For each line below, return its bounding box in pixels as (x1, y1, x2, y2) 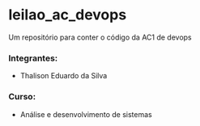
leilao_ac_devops (8, 6, 127, 24)
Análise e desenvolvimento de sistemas (19, 109, 152, 119)
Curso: (8, 91, 36, 103)
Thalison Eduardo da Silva (19, 71, 108, 81)
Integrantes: (8, 52, 58, 64)
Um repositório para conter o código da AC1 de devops (8, 32, 192, 42)
